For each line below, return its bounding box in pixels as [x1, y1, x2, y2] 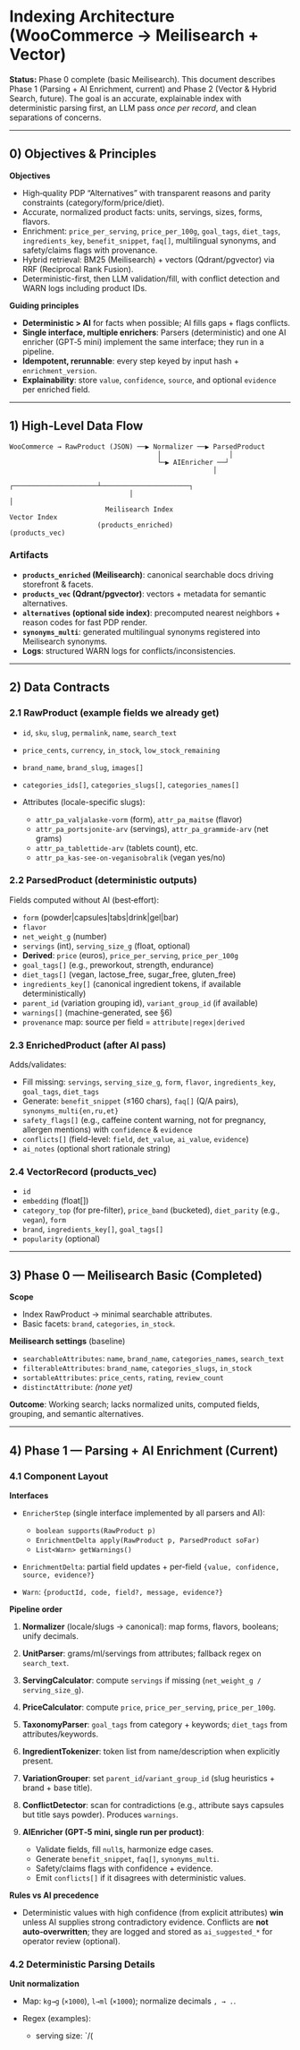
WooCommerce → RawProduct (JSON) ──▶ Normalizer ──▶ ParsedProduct [9, 442, 266, 451]
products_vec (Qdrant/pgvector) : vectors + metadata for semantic [21, 588, 267, 599]
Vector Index [9, 512, 58, 521]
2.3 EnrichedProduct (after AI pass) [9, 1039, 167, 1051]
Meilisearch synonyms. [21, 636, 108, 647]
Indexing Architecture [9, 6, 175, 27]
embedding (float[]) [21, 1196, 89, 1206]
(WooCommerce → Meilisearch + [9, 25, 259, 46]
